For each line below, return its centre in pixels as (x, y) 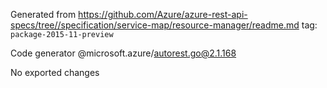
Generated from (43, 14)
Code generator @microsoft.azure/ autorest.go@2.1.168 (123, 53)
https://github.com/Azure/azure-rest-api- (163, 14)
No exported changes (55, 72)
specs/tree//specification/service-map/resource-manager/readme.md (155, 25)
